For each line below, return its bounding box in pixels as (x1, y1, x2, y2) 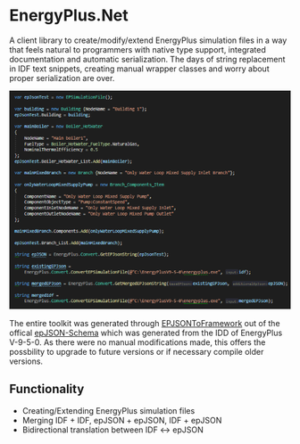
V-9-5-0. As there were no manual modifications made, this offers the (9, 336, 266, 348)
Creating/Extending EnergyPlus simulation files (21, 405, 196, 415)
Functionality (9, 382, 85, 397)
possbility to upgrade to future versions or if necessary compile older (9, 346, 264, 357)
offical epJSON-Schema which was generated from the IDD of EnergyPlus (9, 327, 283, 338)
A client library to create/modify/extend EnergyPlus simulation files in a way (9, 35, 287, 45)
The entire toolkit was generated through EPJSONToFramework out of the (9, 317, 280, 328)
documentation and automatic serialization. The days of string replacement (9, 53, 286, 64)
